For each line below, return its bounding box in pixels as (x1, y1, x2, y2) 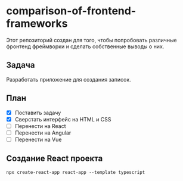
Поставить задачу (14, 109, 61, 116)
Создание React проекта (6, 154, 103, 164)
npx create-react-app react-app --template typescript (6, 169, 145, 175)
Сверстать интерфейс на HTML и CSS (14, 116, 111, 123)
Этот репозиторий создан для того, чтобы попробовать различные (6, 36, 177, 43)
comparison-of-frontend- (6, 4, 137, 18)
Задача (6, 60, 35, 70)
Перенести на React (14, 122, 67, 129)
